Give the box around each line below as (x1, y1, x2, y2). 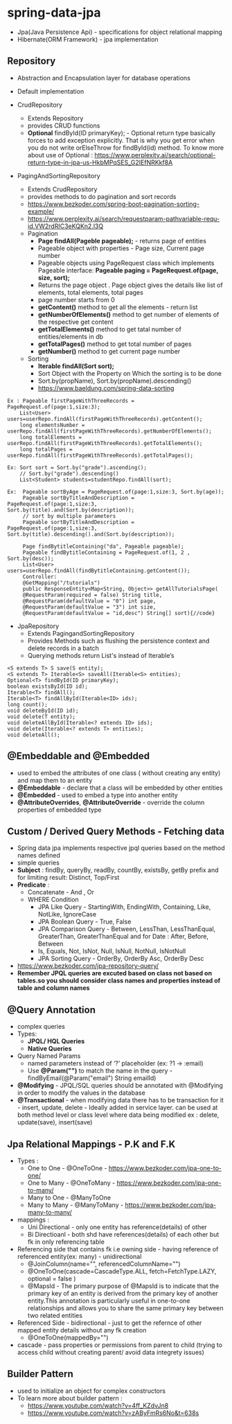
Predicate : (17, 880, 50, 889)
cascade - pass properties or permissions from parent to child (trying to (17, 1341, 223, 1349)
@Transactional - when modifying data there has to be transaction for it (17, 1096, 224, 1104)
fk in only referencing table (27, 1238, 105, 1246)
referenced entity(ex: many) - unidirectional (17, 1253, 142, 1260)
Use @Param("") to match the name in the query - (27, 1066, 173, 1075)
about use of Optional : (27, 150, 93, 159)
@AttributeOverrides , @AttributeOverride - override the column (17, 798, 205, 806)
